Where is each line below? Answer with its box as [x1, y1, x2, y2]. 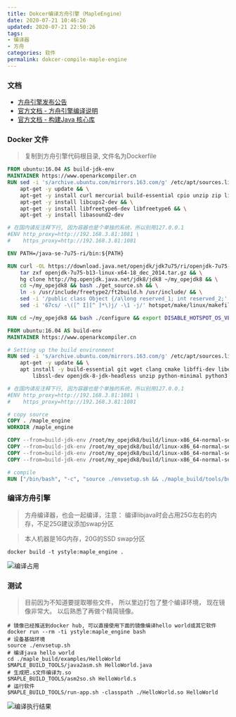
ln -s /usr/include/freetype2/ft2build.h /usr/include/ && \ [20, 289, 202, 296]
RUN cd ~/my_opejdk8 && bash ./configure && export [7, 314, 162, 322]
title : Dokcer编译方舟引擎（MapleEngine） [7, 10, 125, 18]
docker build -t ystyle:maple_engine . [7, 548, 124, 555]
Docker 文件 [7, 134, 49, 144]
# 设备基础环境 [7, 636, 46, 643]
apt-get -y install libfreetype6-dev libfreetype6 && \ [20, 205, 188, 212]
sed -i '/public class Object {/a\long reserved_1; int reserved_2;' [20, 296, 228, 303]
